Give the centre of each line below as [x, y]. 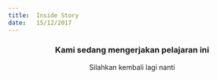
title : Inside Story [44, 15]
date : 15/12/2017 [40, 23]
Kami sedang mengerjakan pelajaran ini [132, 50]
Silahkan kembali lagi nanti [132, 67]
